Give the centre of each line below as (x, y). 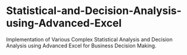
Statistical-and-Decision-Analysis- (94, 11)
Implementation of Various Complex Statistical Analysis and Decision (89, 39)
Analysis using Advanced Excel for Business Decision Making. (81, 46)
